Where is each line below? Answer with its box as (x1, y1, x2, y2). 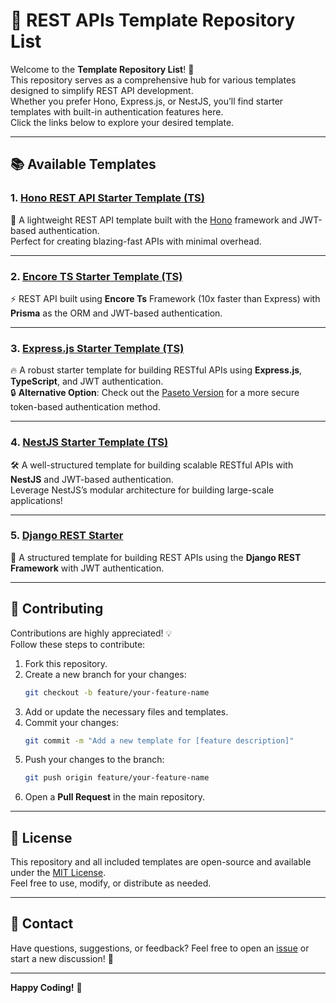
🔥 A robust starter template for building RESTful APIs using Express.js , (10, 364, 303, 376)
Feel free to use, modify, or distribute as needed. (10, 877, 212, 889)
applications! (10, 494, 63, 506)
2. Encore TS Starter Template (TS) (10, 269, 183, 283)
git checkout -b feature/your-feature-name (24, 687, 210, 698)
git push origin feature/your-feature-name (24, 773, 210, 783)
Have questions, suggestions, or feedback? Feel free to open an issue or (10, 942, 310, 954)
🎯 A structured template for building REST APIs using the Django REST (10, 551, 302, 563)
